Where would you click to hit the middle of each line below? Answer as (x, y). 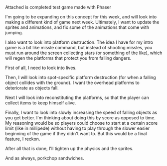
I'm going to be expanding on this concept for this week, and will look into (81, 17)
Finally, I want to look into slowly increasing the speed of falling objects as (81, 112)
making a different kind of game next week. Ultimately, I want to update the (82, 22)
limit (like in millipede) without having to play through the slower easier (78, 128)
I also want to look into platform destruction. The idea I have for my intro (79, 42)
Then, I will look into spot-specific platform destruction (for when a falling (81, 77)
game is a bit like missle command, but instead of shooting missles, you (79, 47)
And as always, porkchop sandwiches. (45, 158)
